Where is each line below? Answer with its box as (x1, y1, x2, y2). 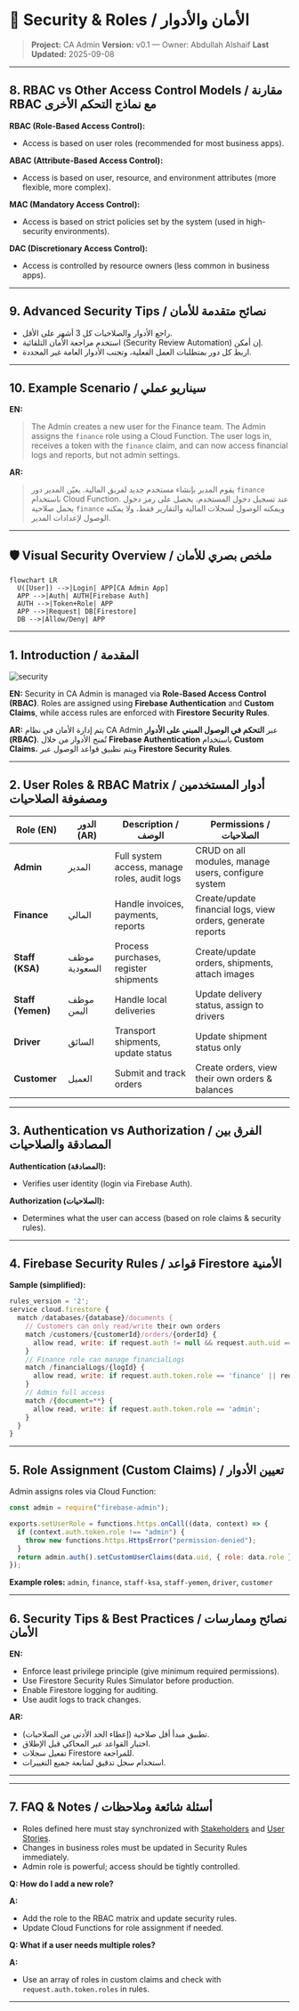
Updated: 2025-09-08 (30, 48, 115, 59)
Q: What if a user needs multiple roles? (9, 1939, 156, 1950)
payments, (114, 908, 158, 921)
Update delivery (195, 988, 263, 1000)
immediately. (21, 1852, 69, 1862)
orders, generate (195, 914, 265, 926)
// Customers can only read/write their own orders (25, 1322, 221, 1331)
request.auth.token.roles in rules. (21, 1983, 149, 1994)
